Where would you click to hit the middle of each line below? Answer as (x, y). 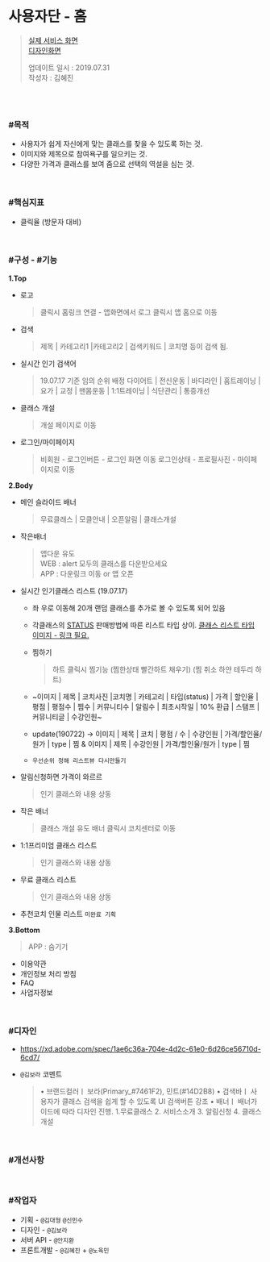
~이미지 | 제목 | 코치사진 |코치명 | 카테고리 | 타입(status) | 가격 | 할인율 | (145, 696)
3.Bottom (24, 930)
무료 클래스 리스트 (48, 879)
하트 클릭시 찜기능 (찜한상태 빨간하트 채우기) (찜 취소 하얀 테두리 (153, 669)
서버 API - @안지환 (47, 1239)
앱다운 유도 (57, 553)
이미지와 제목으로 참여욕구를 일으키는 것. (83, 154)
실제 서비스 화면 (53, 40)
